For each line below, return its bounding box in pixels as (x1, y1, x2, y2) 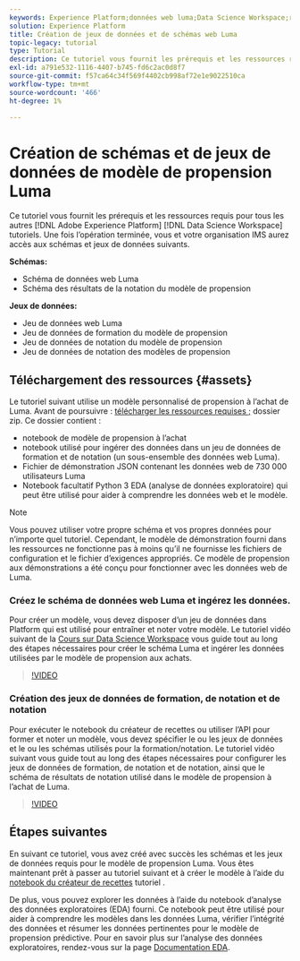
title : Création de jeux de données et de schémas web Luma (9, 30, 238, 39)
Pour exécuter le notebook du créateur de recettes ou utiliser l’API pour (9, 724, 271, 734)
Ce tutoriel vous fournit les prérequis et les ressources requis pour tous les (9, 210, 284, 221)
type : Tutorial (9, 47, 66, 56)
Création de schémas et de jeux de (9, 142, 271, 163)
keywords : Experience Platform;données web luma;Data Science (9, 13, 246, 22)
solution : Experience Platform (9, 21, 126, 30)
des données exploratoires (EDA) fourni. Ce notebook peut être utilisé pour (9, 904, 285, 914)
